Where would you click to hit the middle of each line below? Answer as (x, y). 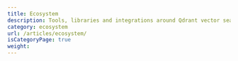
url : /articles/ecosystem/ (47, 33)
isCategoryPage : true (39, 40)
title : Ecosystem (33, 14)
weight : (19, 46)
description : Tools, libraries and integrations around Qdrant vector (114, 20)
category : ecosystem (38, 27)
